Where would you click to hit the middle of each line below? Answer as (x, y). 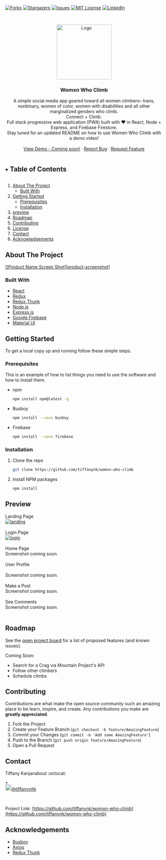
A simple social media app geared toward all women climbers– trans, (84, 101)
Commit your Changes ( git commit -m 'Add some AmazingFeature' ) (81, 735)
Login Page (17, 532)
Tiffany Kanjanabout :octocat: (36, 774)
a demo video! (84, 138)
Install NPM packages (35, 480)
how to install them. (25, 380)
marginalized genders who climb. (84, 112)
